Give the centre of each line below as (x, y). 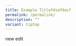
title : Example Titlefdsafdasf (38, 10)
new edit (14, 39)
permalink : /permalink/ (30, 15)
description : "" (22, 19)
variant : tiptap (22, 24)
